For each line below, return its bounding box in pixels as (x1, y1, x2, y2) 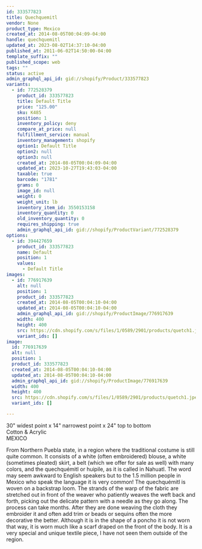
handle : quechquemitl (6, 37, 61, 43)
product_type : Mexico (6, 25, 61, 32)
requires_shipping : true (17, 221, 79, 227)
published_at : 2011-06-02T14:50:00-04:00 (6, 48, 112, 54)
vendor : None (6, 20, 39, 26)
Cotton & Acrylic (6, 428, 47, 435)
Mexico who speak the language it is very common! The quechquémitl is (6, 478, 186, 485)
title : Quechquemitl (6, 14, 58, 20)
